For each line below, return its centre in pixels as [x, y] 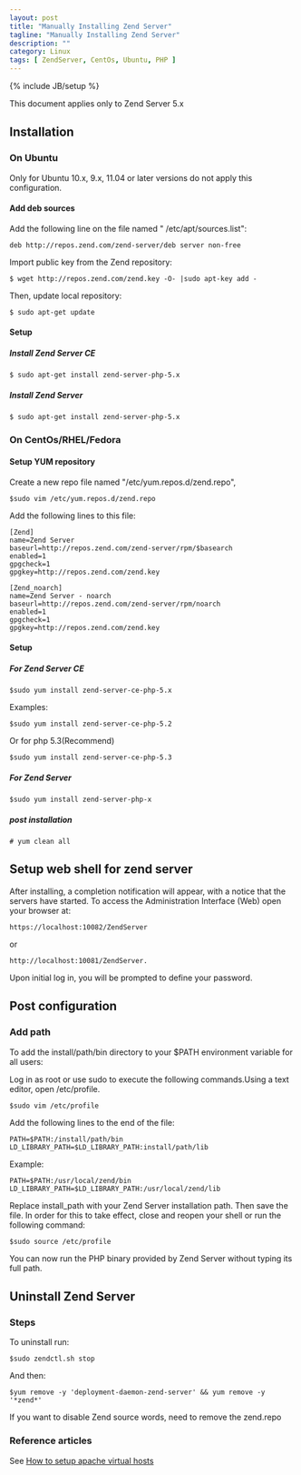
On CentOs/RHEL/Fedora [65, 440]
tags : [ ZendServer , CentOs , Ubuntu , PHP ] [93, 60]
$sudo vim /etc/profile [54, 1106]
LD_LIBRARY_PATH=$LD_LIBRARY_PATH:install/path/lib [109, 1147]
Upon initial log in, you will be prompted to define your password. [131, 978]
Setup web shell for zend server [101, 869]
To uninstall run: [39, 1342]
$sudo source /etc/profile [60, 1241]
